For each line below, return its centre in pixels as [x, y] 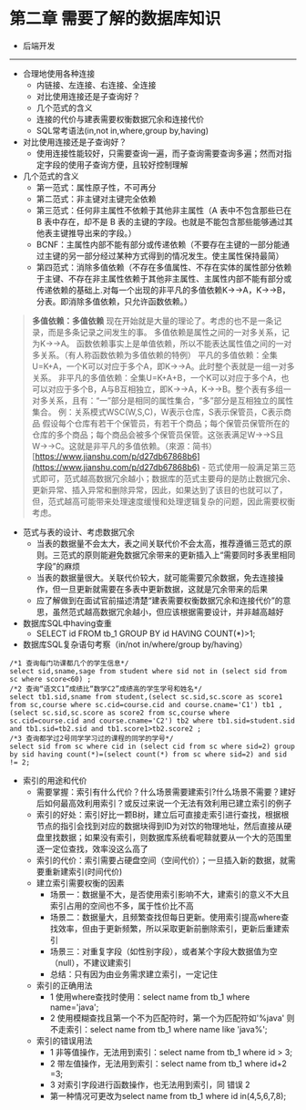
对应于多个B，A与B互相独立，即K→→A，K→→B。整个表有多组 [166, 389]
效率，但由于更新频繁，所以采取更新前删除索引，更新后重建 [170, 928]
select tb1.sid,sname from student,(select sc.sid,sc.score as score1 [146, 697]
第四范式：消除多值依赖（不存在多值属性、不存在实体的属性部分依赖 [164, 267]
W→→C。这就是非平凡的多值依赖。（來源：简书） [124, 446]
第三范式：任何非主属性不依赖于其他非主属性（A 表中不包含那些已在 [164, 210]
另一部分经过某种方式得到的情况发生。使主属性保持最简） [176, 255]
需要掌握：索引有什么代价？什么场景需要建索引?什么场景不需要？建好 [166, 791]
